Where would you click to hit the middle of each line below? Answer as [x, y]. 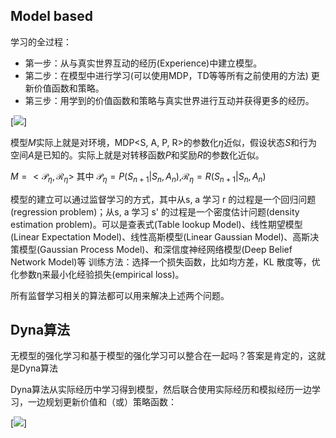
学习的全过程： [41, 41]
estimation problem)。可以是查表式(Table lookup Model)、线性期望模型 [156, 224]
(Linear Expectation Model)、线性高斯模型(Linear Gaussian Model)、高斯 [160, 236]
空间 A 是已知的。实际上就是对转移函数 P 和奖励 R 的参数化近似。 [137, 155]
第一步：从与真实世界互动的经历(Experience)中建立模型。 [143, 63]
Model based [51, 16]
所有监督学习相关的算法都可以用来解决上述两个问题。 [120, 295]
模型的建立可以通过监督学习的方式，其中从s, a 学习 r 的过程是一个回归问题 [163, 199]
